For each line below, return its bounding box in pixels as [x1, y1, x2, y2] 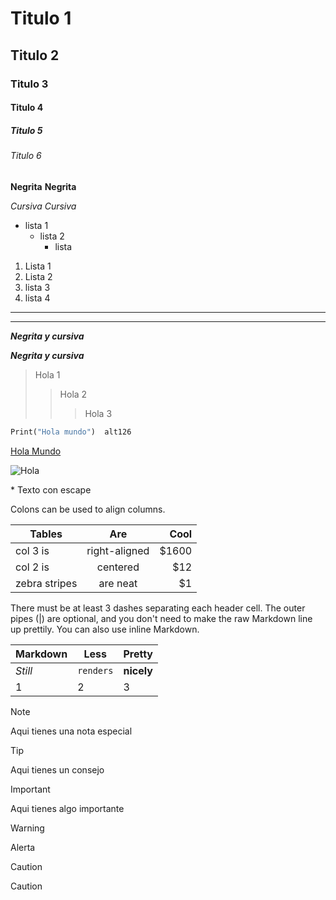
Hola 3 [84, 407, 113, 419]
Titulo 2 [10, 47, 60, 64]
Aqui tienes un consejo [10, 763, 105, 776]
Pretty [123, 647, 153, 661]
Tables [29, 527, 63, 541]
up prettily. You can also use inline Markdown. [10, 623, 200, 635]
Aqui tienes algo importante [10, 802, 125, 814]
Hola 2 [59, 388, 88, 400]
